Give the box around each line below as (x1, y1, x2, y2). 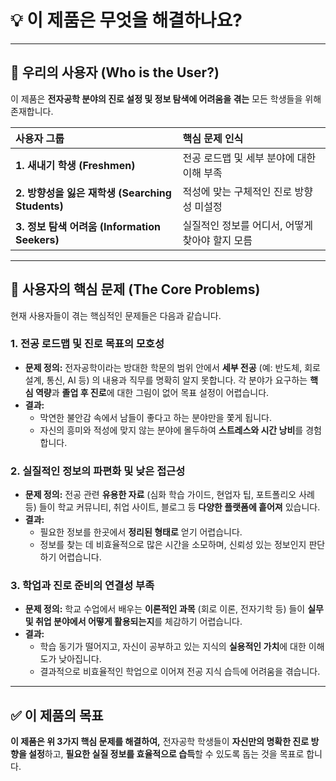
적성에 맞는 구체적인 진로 (182, 184, 293, 198)
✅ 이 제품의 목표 (10, 707, 104, 724)
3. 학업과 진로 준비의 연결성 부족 (10, 579, 155, 593)
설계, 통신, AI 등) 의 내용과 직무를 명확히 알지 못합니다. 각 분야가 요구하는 (24, 374, 308, 386)
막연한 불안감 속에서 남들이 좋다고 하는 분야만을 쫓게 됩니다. (39, 411, 273, 423)
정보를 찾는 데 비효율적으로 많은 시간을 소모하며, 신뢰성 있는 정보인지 (39, 539, 307, 551)
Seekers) (15, 232, 60, 246)
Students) (15, 199, 64, 213)
